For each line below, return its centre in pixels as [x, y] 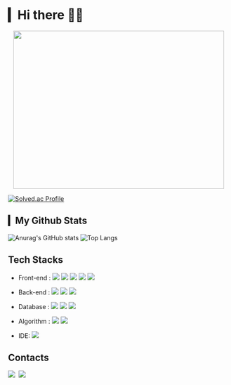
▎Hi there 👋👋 [46, 15]
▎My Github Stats [48, 221]
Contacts [29, 357]
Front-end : [34, 278]
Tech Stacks [36, 260]
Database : [34, 306]
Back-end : [34, 292]
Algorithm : [34, 321]
